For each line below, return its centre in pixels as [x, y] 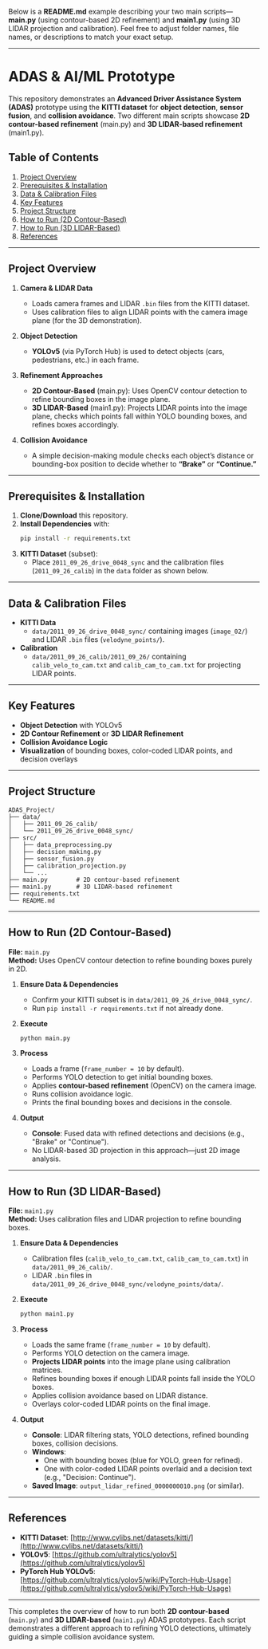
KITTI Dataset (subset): [59, 554]
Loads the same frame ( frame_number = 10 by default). [121, 1345]
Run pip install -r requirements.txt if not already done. [127, 1008]
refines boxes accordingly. [75, 424]
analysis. [46, 1159]
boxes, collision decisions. [75, 1443]
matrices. [47, 1370]
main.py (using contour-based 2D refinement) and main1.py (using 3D [124, 20]
